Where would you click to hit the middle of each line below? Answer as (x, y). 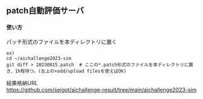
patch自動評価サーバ (45, 11)
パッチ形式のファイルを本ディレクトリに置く (62, 41)
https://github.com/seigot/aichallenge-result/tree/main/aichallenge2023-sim (101, 89)
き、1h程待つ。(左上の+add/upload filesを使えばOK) (66, 71)
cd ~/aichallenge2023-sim (39, 58)
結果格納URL (22, 83)
